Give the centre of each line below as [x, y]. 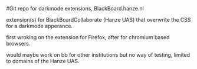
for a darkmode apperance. [39, 26]
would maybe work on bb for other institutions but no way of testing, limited [98, 55]
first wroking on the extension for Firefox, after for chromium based [88, 37]
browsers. [18, 44]
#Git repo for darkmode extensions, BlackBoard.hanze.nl [75, 8]
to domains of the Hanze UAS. [43, 61]
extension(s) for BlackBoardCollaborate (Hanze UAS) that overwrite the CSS [98, 20]
